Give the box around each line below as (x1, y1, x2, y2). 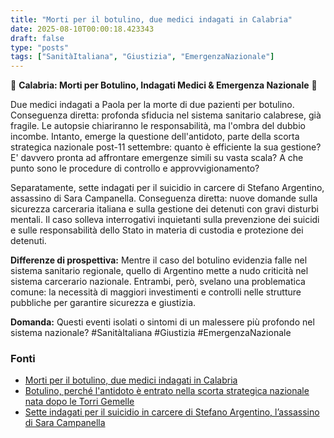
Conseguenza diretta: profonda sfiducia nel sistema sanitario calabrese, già (10, 109, 322, 121)
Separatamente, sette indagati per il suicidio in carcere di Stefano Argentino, (10, 182, 325, 194)
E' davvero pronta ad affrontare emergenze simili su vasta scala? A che (10, 152, 304, 164)
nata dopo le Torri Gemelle (24, 396, 135, 408)
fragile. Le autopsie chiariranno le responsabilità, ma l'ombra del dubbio (10, 120, 306, 132)
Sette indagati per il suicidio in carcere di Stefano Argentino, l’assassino (24, 406, 320, 418)
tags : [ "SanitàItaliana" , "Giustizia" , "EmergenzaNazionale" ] (10, 52, 275, 62)
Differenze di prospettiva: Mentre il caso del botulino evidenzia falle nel (10, 254, 308, 266)
